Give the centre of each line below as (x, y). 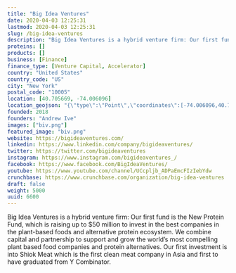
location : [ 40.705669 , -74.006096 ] (59, 99)
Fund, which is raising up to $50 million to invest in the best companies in (113, 224)
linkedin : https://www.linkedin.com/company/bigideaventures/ (100, 145)
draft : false (26, 184)
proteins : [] (26, 46)
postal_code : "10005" (39, 92)
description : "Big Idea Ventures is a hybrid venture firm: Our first (113, 40)
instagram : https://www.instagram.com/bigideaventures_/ (92, 158)
